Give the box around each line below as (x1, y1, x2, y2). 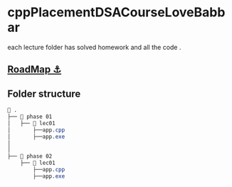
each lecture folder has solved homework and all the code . (7, 43, 181, 51)
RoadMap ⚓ (7, 63, 62, 75)
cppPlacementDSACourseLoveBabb (7, 4, 226, 21)
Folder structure (7, 87, 81, 100)
